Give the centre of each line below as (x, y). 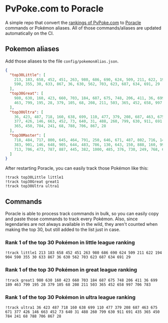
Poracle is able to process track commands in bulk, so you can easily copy (82, 214)
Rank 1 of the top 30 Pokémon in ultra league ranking (70, 297)
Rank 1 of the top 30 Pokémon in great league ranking (71, 270)
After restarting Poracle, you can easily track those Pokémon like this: (77, 168)
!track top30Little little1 (34, 178)
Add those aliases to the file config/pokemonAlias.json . (62, 61)
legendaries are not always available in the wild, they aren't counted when (81, 224)
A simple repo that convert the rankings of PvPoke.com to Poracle (73, 23)
